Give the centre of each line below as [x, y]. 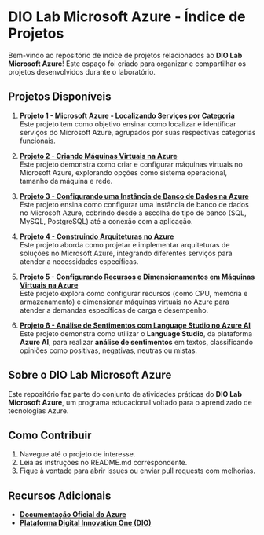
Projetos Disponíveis [60, 97]
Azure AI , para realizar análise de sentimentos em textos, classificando [136, 342]
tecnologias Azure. [38, 410]
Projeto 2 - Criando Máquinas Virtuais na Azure [99, 156]
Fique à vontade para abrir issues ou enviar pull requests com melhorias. [137, 471]
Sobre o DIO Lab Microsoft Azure [90, 375]
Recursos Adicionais [60, 495]
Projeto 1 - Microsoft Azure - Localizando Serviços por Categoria [127, 115]
